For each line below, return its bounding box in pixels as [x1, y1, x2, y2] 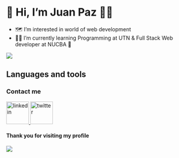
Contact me [6, 87, 41, 96]
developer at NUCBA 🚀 [14, 40, 72, 47]
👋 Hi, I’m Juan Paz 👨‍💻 [6, 5, 114, 19]
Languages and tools [6, 69, 86, 80]
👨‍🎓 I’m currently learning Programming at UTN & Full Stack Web [14, 34, 173, 41]
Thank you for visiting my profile [6, 132, 89, 139]
